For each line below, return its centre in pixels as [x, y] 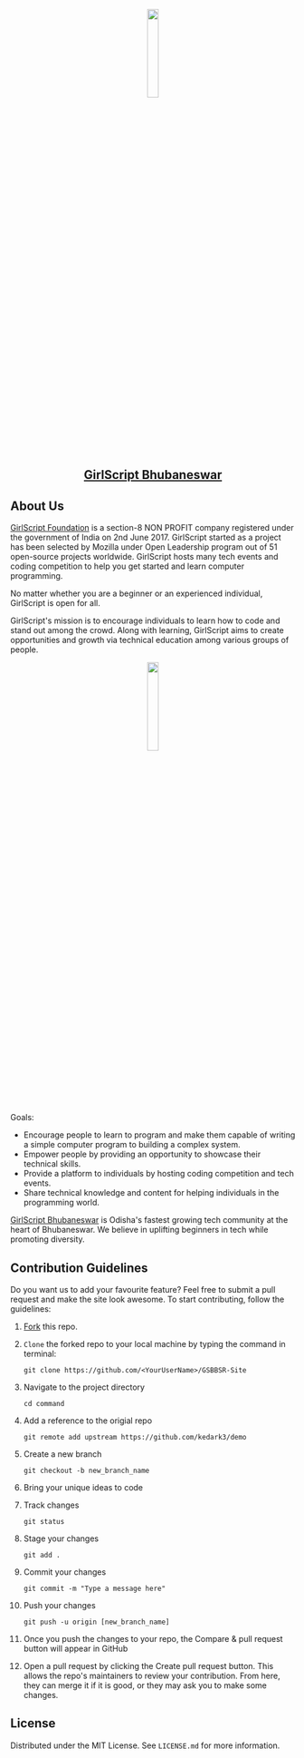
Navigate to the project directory [84, 1387]
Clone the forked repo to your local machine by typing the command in [154, 1344]
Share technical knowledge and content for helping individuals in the [151, 1193]
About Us [37, 506]
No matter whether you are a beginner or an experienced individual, [137, 593]
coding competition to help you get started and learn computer [128, 566]
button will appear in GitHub [76, 1649]
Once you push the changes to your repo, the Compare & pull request [153, 1639]
